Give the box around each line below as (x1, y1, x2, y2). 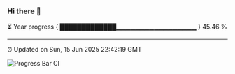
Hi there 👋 (7, 6, 42, 16)
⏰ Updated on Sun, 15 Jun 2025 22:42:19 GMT (7, 45, 142, 54)
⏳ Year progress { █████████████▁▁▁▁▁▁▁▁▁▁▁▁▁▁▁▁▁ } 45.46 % (7, 22, 227, 31)
